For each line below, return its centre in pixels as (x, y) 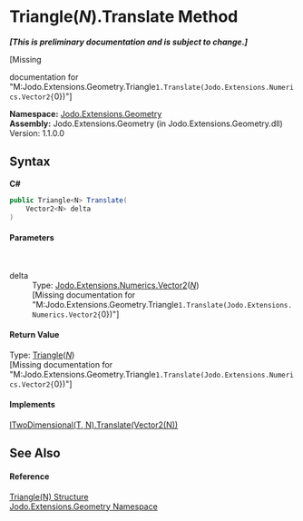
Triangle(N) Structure (49, 496)
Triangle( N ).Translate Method (124, 17)
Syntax (30, 162)
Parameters (32, 237)
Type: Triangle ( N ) (42, 355)
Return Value (34, 335)
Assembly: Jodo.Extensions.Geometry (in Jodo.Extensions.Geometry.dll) (146, 123)
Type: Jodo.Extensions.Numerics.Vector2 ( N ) (116, 285)
